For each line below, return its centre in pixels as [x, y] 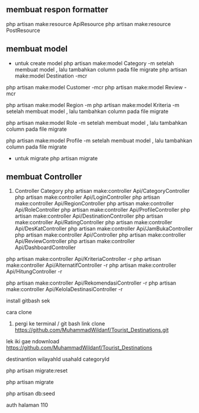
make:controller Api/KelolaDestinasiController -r [65, 289]
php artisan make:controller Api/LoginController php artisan [87, 197]
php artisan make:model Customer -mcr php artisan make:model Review [94, 87]
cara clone [19, 312]
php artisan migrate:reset [37, 371]
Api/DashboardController [45, 247]
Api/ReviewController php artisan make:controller [75, 241]
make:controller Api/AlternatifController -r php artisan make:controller [91, 265]
